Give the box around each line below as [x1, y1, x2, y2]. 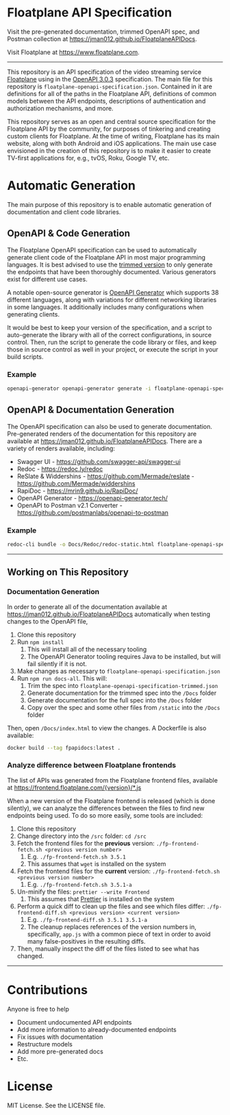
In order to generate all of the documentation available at [7, 602, 168, 611]
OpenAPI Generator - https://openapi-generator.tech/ [16, 493, 168, 502]
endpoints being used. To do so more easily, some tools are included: [7, 811, 203, 820]
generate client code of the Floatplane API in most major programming [7, 253, 206, 261]
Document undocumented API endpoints [16, 1018, 132, 1026]
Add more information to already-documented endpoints [16, 1025, 177, 1033]
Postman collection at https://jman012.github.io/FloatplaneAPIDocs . [7, 34, 197, 42]
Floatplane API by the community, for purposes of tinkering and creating [7, 125, 211, 133]
